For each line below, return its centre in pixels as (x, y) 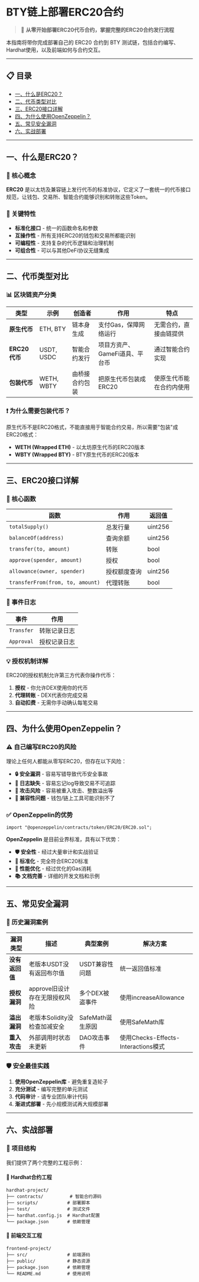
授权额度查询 (124, 572)
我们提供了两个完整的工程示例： (45, 1163)
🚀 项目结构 (21, 1148)
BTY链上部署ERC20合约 (65, 12)
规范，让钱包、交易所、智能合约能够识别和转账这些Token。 (78, 197)
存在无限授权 (47, 997)
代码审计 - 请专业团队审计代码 (51, 1096)
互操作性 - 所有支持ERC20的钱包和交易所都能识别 (75, 235)
